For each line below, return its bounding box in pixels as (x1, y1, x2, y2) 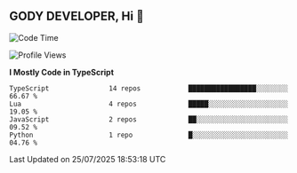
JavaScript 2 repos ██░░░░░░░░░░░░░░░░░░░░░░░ (9, 114, 289, 124)
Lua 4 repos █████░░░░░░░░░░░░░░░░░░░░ (9, 99, 289, 108)
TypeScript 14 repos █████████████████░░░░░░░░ (9, 83, 289, 93)
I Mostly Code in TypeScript (9, 67, 114, 77)
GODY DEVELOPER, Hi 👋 (9, 9, 144, 24)
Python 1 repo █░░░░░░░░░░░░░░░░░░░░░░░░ (9, 130, 289, 139)
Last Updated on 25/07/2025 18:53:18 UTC (9, 153, 166, 164)
